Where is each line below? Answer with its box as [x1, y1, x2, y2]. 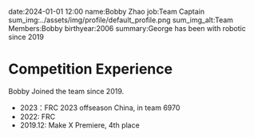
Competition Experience [8, 60, 173, 78]
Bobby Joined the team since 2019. [8, 86, 125, 96]
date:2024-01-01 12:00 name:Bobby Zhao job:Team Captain [8, 7, 205, 16]
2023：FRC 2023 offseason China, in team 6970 [19, 103, 181, 112]
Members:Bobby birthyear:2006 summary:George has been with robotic [8, 24, 246, 33]
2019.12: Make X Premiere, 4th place [19, 120, 140, 130]
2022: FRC [19, 112, 56, 121]
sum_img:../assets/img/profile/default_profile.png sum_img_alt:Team [8, 15, 234, 25]
